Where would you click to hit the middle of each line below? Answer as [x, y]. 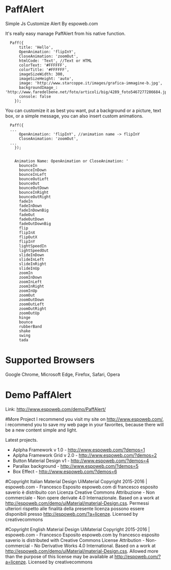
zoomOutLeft [31, 304]
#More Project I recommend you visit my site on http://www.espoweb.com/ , [84, 419]
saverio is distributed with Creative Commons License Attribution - [75, 540]
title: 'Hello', [36, 47]
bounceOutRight [35, 197]
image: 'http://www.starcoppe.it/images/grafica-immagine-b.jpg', [91, 83]
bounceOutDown [34, 188]
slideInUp [29, 268]
